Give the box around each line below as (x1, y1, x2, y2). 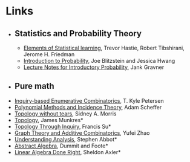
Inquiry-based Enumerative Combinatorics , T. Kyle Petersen (14, 97, 164, 104)
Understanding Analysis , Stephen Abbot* (14, 135, 117, 143)
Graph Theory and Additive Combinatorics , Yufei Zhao (14, 129, 150, 137)
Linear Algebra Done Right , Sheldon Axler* (14, 148, 122, 155)
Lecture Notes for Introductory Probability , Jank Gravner (23, 63, 165, 71)
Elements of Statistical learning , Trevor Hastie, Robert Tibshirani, (23, 44, 185, 51)
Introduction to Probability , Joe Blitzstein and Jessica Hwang (23, 57, 175, 64)
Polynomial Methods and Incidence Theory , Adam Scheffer (14, 103, 162, 111)
